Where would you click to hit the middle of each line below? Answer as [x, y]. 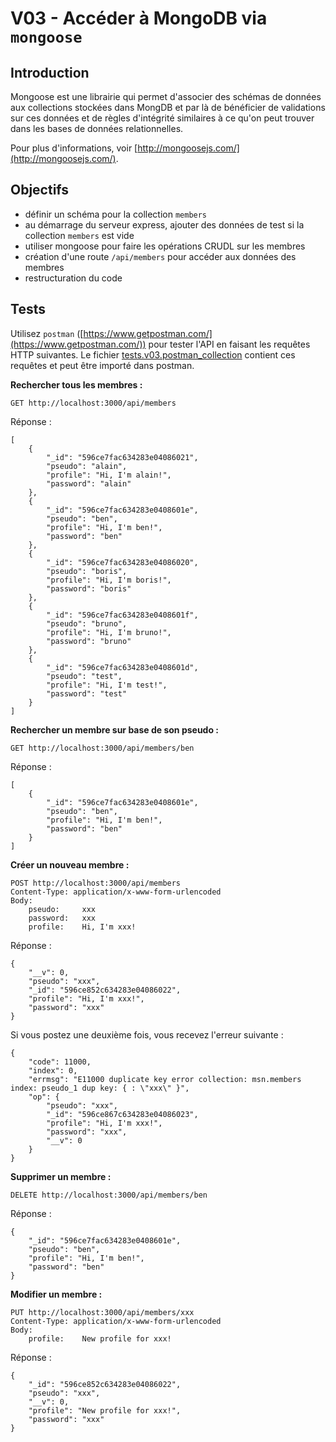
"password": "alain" [89, 483]
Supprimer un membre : [61, 1176]
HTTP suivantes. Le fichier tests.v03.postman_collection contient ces [153, 354]
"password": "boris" [89, 588]
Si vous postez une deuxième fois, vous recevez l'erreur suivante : [147, 1034]
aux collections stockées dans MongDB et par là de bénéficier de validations [168, 107]
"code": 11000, [60, 1062]
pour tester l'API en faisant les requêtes [229, 344]
